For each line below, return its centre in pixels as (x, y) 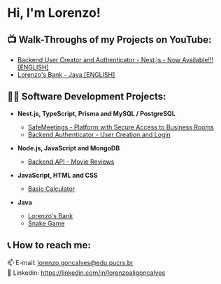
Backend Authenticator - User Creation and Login (99, 134)
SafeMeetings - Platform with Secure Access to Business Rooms (121, 127)
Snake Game (46, 223)
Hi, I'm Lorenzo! (54, 13)
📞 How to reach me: (49, 245)
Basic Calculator (51, 189)
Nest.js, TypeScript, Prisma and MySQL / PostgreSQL (97, 113)
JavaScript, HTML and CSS (57, 175)
